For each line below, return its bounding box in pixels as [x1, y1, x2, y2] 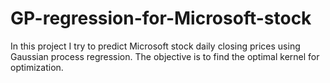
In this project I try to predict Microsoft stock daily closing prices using [10, 40, 301, 52]
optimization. [10, 61, 64, 73]
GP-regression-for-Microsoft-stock [10, 7, 312, 30]
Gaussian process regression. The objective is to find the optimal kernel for [10, 50, 320, 62]
